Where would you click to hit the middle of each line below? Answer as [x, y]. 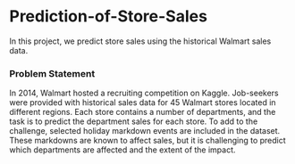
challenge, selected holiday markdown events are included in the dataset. [145, 131]
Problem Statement [52, 73]
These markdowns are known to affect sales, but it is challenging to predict [147, 141]
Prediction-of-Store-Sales [109, 16]
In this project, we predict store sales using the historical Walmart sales [140, 41]
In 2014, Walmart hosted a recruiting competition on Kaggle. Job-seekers [144, 93]
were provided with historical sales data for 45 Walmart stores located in [143, 102]
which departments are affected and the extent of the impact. [122, 150]
